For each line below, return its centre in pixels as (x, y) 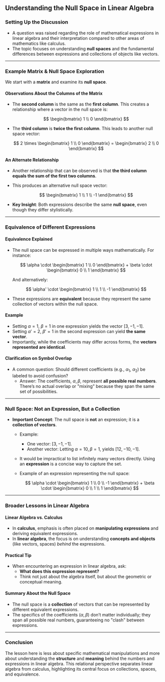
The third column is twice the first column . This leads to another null (82, 129)
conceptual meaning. (41, 582)
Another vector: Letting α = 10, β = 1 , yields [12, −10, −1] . (83, 449)
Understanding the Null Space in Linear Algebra (80, 8)
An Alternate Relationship (32, 160)
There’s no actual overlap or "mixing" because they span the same (87, 386)
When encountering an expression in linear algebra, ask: (69, 566)
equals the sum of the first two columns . (54, 176)
